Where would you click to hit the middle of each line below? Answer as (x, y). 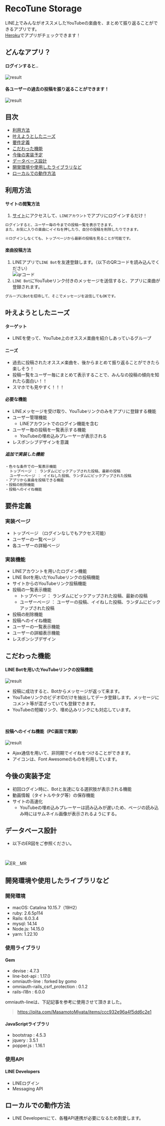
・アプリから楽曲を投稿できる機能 (35, 480)
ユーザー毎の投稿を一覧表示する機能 (49, 430)
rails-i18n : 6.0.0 (29, 992)
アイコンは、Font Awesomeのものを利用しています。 (66, 759)
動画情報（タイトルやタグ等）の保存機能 (53, 795)
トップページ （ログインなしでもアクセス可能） (60, 533)
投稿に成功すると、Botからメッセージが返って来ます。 (67, 691)
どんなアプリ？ (28, 52)
